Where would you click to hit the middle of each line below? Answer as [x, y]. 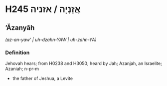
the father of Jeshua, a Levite [43, 78]
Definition [17, 52]
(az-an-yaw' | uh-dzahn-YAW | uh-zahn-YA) [51, 39]
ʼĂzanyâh [20, 28]
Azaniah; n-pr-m [22, 69]
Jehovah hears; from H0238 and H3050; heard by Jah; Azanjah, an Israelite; [83, 63]
